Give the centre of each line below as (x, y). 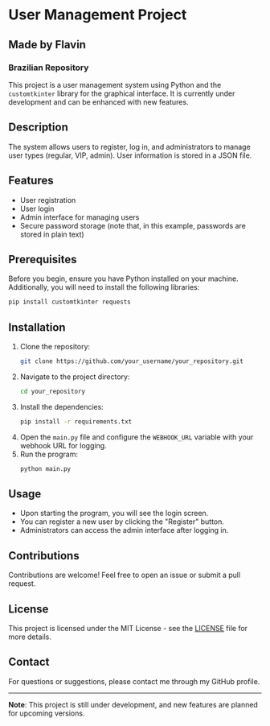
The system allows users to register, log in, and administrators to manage (129, 146)
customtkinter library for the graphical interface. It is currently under (122, 93)
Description (38, 128)
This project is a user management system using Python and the (115, 85)
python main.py (45, 468)
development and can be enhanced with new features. (98, 101)
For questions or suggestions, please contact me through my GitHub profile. (134, 681)
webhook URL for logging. (63, 445)
